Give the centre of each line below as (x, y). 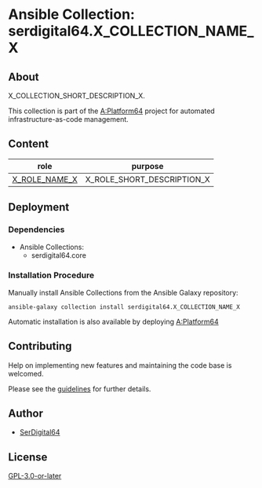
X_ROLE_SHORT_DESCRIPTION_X (147, 179)
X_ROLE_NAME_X (45, 179)
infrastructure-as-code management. (69, 119)
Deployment (39, 207)
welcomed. (26, 373)
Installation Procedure (51, 275)
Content (29, 144)
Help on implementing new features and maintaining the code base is (120, 365)
